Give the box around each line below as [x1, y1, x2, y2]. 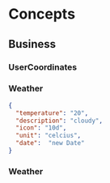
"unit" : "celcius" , [15, 131, 82, 140]
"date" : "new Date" [15, 139, 85, 147]
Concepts [8, 5, 75, 23]
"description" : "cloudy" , [15, 117, 104, 125]
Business [8, 37, 57, 51]
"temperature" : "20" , [15, 109, 89, 117]
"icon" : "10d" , [15, 124, 67, 132]
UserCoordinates [8, 62, 78, 73]
